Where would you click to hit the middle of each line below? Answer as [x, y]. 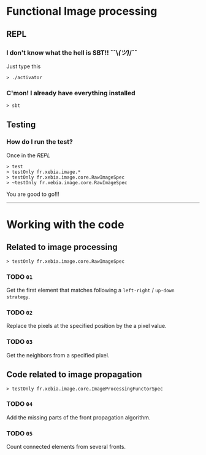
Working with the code [65, 225]
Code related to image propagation [74, 375]
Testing [21, 124]
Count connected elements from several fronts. [66, 447]
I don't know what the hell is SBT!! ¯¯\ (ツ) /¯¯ [72, 52]
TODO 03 [20, 342]
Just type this [24, 66]
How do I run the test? [40, 142]
